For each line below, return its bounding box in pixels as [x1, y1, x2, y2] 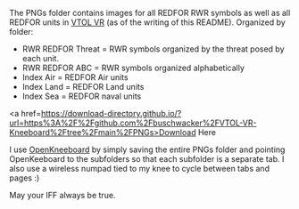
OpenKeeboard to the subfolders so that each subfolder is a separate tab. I [9, 154, 285, 164]
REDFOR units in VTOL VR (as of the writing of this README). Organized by [9, 17, 286, 28]
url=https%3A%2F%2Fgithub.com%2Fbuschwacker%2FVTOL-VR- [9, 117, 257, 128]
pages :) [9, 173, 40, 183]
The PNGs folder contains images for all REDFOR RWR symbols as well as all [9, 8, 291, 18]
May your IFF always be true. [9, 190, 116, 200]
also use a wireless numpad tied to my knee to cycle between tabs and [9, 164, 270, 173]
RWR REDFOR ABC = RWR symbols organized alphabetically [21, 62, 245, 73]
